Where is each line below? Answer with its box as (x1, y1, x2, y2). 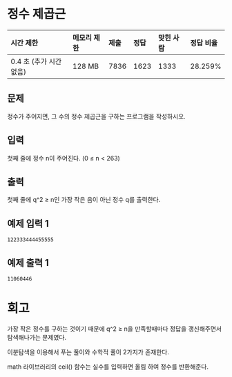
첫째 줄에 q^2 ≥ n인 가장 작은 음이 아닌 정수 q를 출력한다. (7, 196, 161, 204)
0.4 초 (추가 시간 (10, 57, 62, 66)
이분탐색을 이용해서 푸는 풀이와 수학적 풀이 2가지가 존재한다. (7, 347, 170, 356)
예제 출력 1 (7, 256, 50, 269)
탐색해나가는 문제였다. (7, 333, 67, 341)
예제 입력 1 (7, 218, 50, 230)
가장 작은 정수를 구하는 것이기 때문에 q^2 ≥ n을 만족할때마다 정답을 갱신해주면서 (7, 325, 222, 333)
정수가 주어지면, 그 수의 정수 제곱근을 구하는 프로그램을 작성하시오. (7, 112, 186, 121)
